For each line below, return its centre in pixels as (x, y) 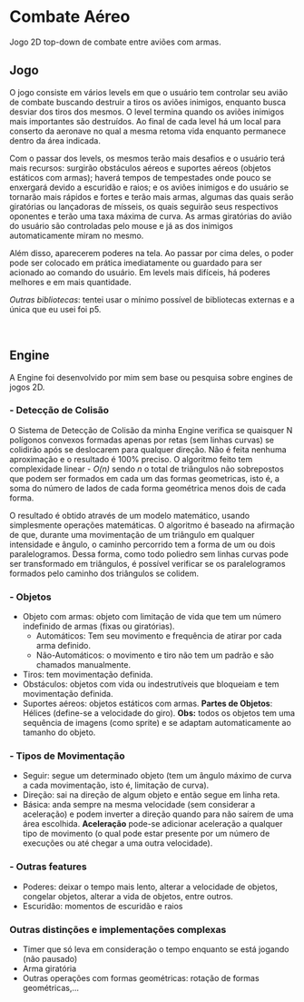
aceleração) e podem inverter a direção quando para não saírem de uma (158, 814)
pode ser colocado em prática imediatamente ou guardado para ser (136, 263)
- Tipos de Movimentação (67, 756)
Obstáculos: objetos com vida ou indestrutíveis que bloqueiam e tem (151, 684)
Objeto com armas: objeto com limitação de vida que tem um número (152, 617)
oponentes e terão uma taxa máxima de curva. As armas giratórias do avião (151, 216)
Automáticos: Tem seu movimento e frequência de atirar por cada (159, 636)
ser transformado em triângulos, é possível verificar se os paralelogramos (147, 563)
